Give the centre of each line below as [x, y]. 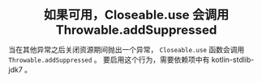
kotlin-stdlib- [233, 59]
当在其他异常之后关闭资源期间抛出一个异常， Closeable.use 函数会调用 [127, 49]
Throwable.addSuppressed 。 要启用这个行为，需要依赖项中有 [109, 59]
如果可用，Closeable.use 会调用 [136, 15]
